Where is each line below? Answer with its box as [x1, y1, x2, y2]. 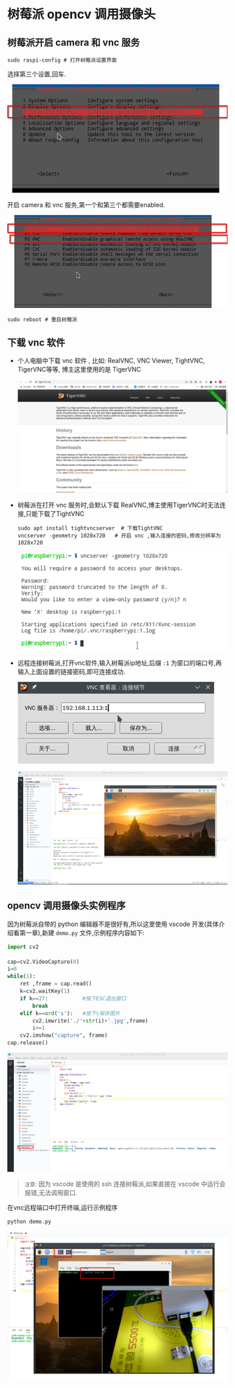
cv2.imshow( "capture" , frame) [20, 1032, 108, 1039]
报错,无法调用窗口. [24, 1188, 78, 1197]
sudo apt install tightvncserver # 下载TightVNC [17, 524, 163, 532]
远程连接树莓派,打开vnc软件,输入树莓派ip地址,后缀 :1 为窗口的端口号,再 [17, 659, 222, 667]
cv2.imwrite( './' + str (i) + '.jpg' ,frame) [32, 1017, 149, 1024]
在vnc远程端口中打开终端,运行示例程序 [7, 1203, 118, 1212]
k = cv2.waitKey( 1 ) [20, 988, 71, 995]
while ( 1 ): [7, 973, 36, 980]
